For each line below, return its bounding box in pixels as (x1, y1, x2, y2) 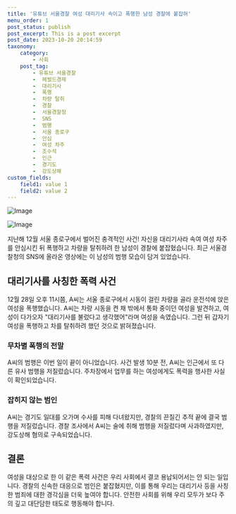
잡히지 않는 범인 (7, 396, 58, 405)
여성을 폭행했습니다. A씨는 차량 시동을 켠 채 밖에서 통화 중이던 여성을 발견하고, (7, 304, 222, 312)
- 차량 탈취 (32, 96, 65, 103)
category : (20, 50, 49, 57)
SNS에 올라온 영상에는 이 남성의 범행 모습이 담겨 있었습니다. (25, 252, 191, 261)
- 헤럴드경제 (32, 75, 67, 83)
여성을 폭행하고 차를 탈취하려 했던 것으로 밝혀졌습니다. (7, 322, 156, 330)
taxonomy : (7, 43, 37, 50)
